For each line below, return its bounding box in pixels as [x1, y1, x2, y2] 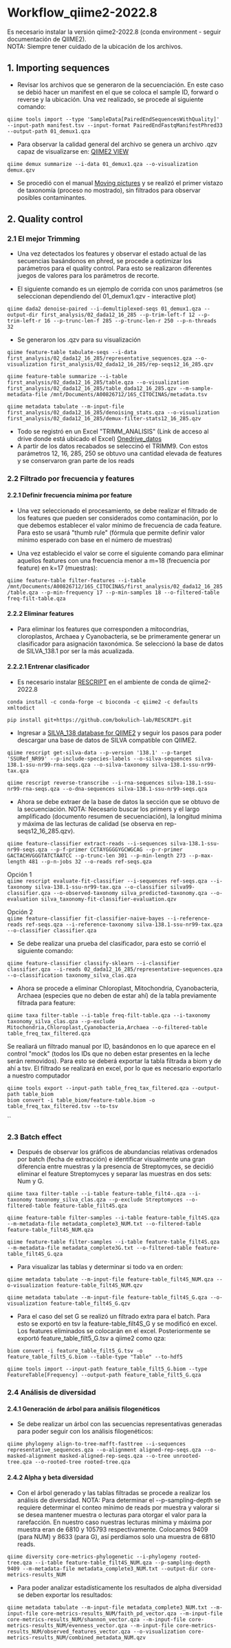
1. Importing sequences [7, 62, 110, 74]
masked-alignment [7, 1452, 57, 1460]
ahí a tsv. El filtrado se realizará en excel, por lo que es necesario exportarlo [7, 1064, 222, 1072]
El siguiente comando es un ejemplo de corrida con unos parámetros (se [16, 285, 223, 293]
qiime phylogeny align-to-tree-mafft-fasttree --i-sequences [7, 1441, 186, 1448]
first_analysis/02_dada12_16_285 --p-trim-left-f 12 [41, 311, 195, 318]
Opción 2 [7, 907, 33, 916]
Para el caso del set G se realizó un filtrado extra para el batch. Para [16, 1312, 210, 1321]
